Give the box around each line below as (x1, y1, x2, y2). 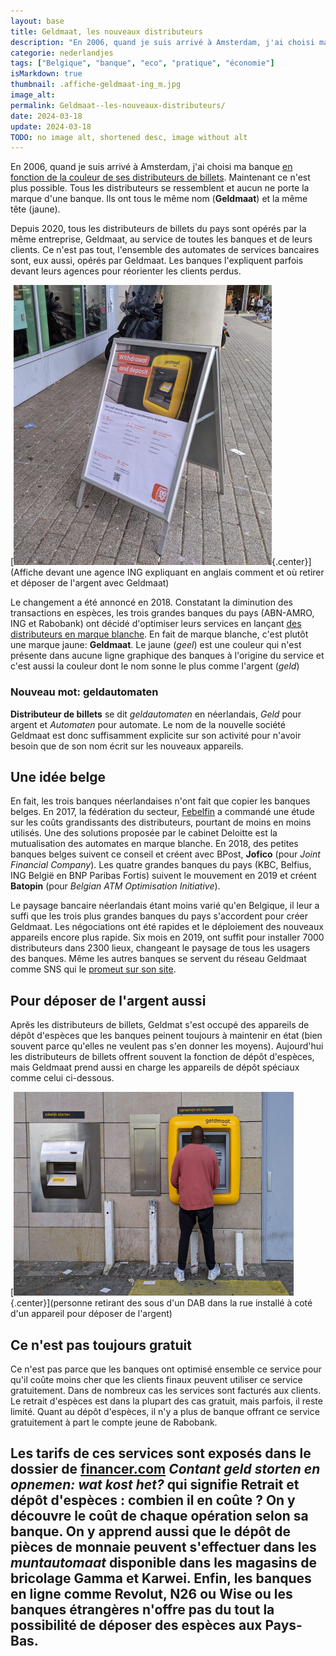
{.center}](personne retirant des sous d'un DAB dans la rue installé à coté (10, 1297, 313, 1309)
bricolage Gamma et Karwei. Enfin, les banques (10, 1570, 312, 1587)
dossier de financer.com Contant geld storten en (10, 1461, 321, 1478)
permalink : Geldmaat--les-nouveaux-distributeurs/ (10, 100, 226, 110)
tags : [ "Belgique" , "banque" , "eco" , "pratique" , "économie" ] (10, 58, 275, 69)
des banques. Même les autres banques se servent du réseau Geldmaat (10, 953, 307, 965)
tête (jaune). (10, 203, 61, 215)
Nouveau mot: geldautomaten (10, 685, 159, 699)
